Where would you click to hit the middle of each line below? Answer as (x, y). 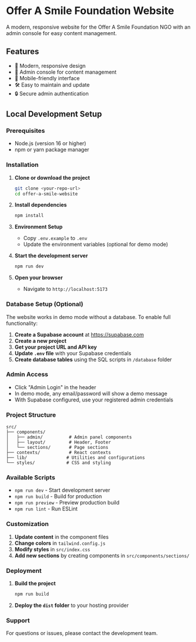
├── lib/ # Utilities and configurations (75, 458)
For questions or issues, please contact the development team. (82, 633)
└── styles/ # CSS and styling (59, 463)
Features (23, 52)
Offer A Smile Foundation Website (90, 11)
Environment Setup (39, 227)
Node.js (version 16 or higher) (50, 143)
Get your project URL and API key (56, 347)
